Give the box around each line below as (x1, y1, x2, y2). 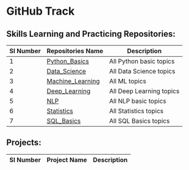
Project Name (46, 155, 87, 164)
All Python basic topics (109, 57, 175, 65)
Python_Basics (46, 57, 90, 65)
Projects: (6, 138, 41, 148)
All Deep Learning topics (109, 87, 180, 95)
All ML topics (109, 77, 146, 85)
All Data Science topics (109, 67, 176, 75)
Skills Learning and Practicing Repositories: (6, 29, 176, 39)
